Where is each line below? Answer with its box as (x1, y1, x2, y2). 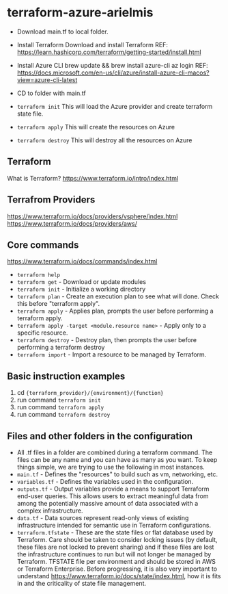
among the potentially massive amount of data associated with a (16, 500, 199, 507)
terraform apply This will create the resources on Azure (16, 122, 175, 131)
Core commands (7, 239, 79, 250)
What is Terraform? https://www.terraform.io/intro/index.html (7, 174, 179, 182)
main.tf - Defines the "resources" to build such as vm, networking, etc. (16, 470, 218, 478)
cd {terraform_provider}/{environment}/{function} (16, 389, 164, 397)
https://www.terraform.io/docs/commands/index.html (7, 257, 158, 266)
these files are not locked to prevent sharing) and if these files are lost (16, 543, 214, 551)
